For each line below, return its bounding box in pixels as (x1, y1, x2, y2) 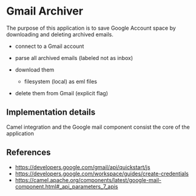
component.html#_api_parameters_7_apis (15, 183, 118, 190)
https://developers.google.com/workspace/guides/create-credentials (15, 170, 189, 177)
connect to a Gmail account (15, 42, 84, 50)
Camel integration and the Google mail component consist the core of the (6, 123, 190, 130)
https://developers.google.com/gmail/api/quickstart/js (15, 163, 150, 171)
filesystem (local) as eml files (24, 78, 97, 85)
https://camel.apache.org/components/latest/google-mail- (15, 176, 162, 183)
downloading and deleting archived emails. (6, 30, 114, 38)
